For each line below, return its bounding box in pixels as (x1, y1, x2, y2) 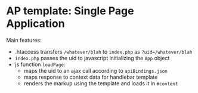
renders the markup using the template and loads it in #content (23, 79, 178, 87)
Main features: (6, 36, 42, 44)
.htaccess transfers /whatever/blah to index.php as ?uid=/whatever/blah (14, 48, 193, 55)
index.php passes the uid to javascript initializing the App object (14, 54, 170, 61)
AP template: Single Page (6, 4, 134, 18)
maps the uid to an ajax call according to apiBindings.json (23, 67, 168, 74)
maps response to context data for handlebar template (23, 73, 158, 80)
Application (6, 17, 65, 30)
